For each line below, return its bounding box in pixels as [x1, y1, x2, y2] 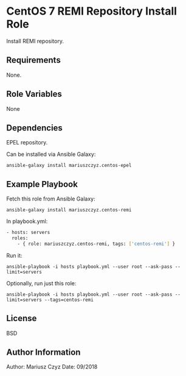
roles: [12, 235, 29, 241]
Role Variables [6, 89, 62, 99]
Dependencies [6, 122, 63, 133]
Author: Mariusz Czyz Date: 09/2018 [6, 363, 98, 371]
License [6, 313, 37, 324]
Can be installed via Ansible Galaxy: [6, 151, 96, 158]
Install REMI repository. [6, 37, 64, 44]
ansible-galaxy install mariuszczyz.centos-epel [6, 163, 132, 169]
